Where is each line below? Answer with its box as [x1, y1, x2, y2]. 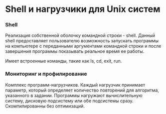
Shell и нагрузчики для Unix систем [5, 3, 161, 15]
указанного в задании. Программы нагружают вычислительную [5, 92, 143, 98]
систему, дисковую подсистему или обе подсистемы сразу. [5, 98, 134, 104]
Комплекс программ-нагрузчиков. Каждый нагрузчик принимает [5, 82, 146, 88]
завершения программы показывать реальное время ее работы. [5, 48, 145, 54]
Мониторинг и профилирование [5, 71, 87, 78]
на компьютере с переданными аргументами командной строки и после [5, 43, 162, 49]
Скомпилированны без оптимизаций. [5, 103, 85, 109]
